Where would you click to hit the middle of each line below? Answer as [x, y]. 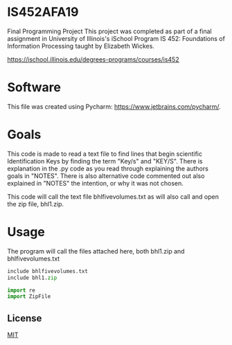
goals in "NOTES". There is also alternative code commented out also [106, 176]
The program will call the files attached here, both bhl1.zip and [96, 251]
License [25, 318]
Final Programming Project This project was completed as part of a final [110, 31]
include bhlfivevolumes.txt [48, 271]
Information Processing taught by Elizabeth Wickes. [81, 46]
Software [34, 88]
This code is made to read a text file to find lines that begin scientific [105, 154]
